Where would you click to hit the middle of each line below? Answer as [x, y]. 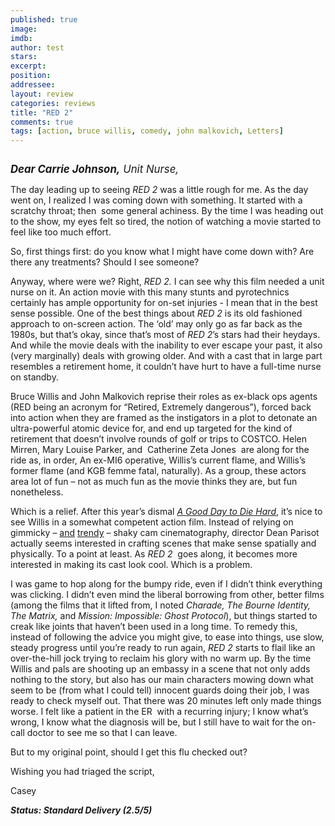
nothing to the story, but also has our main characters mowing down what [162, 680]
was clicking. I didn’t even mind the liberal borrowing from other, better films [167, 595]
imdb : [21, 38]
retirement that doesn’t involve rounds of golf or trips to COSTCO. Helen [158, 439]
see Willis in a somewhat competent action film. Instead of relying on [152, 522]
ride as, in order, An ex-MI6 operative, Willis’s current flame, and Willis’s [158, 460]
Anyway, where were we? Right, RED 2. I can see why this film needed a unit [167, 282]
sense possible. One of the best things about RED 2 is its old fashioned [156, 313]
